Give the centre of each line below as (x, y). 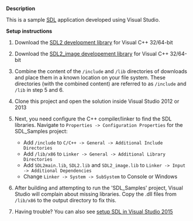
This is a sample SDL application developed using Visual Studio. (83, 20)
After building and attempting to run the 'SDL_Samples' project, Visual (99, 188)
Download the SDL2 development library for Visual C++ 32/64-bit (94, 42)
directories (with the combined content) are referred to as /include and (100, 84)
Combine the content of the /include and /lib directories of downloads (101, 71)
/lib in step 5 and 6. (39, 90)
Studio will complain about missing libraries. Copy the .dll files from (95, 194)
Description (21, 8)
